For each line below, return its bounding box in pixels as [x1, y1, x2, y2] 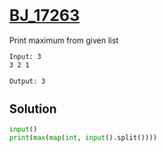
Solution [9, 101, 57, 116]
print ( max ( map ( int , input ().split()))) [9, 133, 158, 143]
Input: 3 [9, 52, 42, 61]
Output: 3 [9, 77, 46, 86]
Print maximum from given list [9, 35, 119, 46]
